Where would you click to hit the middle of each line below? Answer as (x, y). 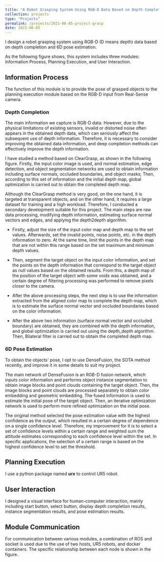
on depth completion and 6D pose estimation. (51, 47)
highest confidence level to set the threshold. (51, 447)
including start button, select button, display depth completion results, (76, 507)
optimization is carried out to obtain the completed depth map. (68, 185)
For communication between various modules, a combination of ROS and (79, 538)
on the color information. (37, 311)
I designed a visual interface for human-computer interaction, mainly (74, 501)
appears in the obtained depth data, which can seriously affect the (72, 134)
